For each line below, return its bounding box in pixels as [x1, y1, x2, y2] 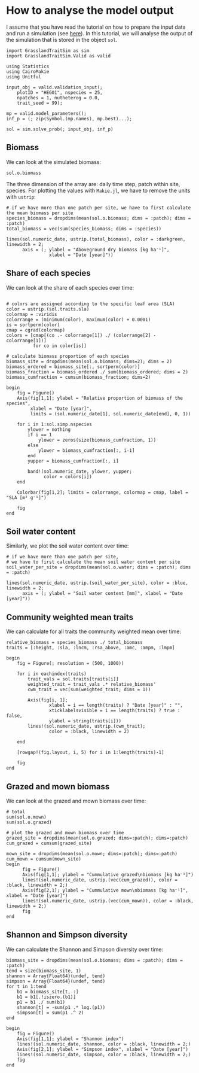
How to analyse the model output [6, 4, 174, 17]
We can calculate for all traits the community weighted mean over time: [6, 628, 182, 635]
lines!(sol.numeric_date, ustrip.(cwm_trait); [27, 724, 146, 729]
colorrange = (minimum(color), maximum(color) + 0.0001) [6, 317, 151, 323]
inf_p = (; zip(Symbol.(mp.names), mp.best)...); [6, 115, 133, 121]
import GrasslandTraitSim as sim [6, 47, 90, 54]
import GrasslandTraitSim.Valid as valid [6, 53, 111, 59]
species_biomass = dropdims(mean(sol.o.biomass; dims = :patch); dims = [6, 215, 191, 221]
